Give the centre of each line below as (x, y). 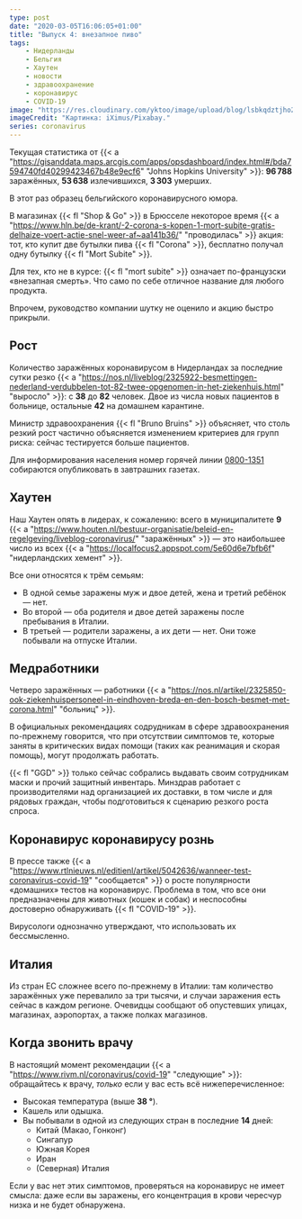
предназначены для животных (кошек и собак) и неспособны (128, 899)
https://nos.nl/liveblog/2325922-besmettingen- (170, 377)
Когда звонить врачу (71, 1043)
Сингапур (54, 1139)
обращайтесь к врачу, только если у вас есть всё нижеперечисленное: (147, 1084)
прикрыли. (30, 317)
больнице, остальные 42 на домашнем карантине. (107, 405)
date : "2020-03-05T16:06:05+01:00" (76, 26)
